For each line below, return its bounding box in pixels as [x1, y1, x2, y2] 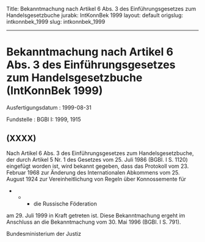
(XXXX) [6, 133, 37, 143]
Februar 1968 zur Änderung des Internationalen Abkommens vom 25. [6, 168, 180, 176]
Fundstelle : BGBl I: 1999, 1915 [6, 116, 81, 123]
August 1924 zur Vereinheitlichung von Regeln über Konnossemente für [6, 175, 186, 182]
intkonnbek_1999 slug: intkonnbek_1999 [6, 18, 106, 25]
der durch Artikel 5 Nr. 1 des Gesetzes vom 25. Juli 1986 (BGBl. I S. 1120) [6, 156, 188, 163]
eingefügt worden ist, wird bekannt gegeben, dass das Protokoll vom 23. [6, 162, 189, 170]
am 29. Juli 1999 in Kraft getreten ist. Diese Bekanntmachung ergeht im [6, 212, 185, 219]
